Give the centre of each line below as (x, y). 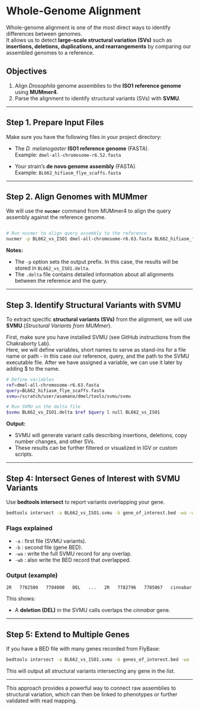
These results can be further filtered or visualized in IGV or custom (96, 448)
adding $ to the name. (33, 368)
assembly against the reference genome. (56, 217)
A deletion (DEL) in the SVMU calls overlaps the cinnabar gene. (92, 610)
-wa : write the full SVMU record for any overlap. (73, 554)
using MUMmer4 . (36, 92)
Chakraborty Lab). (28, 343)
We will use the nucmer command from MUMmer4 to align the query (89, 211)
